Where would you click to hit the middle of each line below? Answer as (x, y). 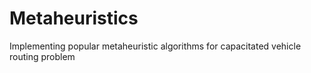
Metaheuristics (74, 18)
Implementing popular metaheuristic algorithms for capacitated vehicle (155, 46)
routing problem (42, 56)
